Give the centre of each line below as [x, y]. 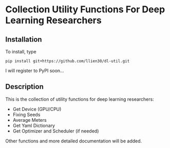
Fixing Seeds [26, 115]
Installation [24, 39]
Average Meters [30, 120]
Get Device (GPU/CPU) [37, 109]
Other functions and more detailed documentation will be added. [74, 141]
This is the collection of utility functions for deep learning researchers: [80, 99]
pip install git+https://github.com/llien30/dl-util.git [68, 61]
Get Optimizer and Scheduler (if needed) [56, 131]
